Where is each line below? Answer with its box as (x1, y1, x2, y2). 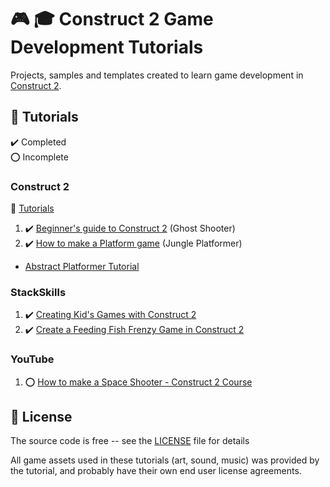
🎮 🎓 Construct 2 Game (10, 8, 214, 31)
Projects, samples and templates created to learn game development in (10, 69, 304, 81)
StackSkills (10, 285, 67, 299)
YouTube (10, 352, 55, 366)
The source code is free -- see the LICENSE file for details (10, 435, 250, 447)
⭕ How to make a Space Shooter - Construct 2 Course (24, 376, 253, 388)
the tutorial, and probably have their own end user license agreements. (10, 465, 302, 477)
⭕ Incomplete (10, 151, 69, 163)
